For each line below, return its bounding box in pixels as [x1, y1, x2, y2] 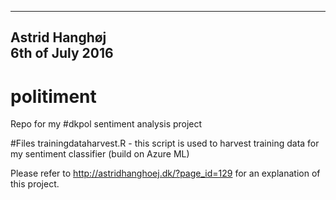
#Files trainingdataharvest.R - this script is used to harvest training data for [10, 137, 320, 150]
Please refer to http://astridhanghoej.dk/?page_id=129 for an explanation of [10, 167, 321, 180]
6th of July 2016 [10, 45, 114, 62]
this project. [10, 178, 60, 190]
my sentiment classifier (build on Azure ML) [10, 148, 190, 160]
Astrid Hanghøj [10, 29, 107, 46]
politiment [10, 85, 97, 108]
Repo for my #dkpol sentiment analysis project [10, 118, 203, 130]
